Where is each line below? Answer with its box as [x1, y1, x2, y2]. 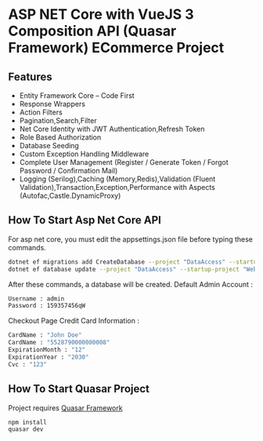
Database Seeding [19, 141, 80, 150]
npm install [8, 418, 47, 426]
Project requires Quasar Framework [8, 403, 123, 413]
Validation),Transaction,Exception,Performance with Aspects [19, 183, 215, 191]
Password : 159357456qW [8, 302, 86, 310]
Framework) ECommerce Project [8, 39, 225, 56]
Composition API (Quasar [8, 22, 177, 40]
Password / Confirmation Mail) [19, 166, 118, 175]
